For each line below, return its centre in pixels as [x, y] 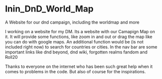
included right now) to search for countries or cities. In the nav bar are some [81, 47]
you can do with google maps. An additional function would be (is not [74, 41]
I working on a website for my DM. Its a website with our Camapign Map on [80, 31]
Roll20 [11, 57]
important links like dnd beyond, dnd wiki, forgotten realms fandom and [76, 52]
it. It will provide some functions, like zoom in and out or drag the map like [79, 37]
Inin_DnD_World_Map [49, 9]
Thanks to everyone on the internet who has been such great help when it [79, 66]
